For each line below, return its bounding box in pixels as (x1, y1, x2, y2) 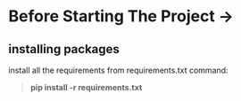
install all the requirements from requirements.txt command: (8, 65, 229, 75)
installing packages (8, 42, 120, 57)
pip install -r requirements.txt (29, 82, 143, 92)
